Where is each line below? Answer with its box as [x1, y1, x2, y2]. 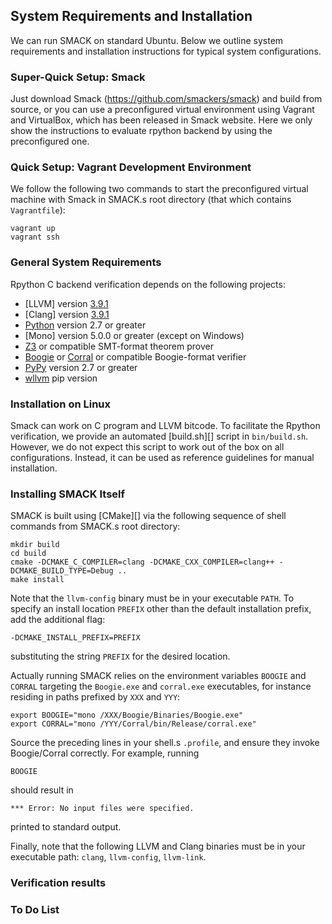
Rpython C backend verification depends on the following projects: [10, 278, 286, 290]
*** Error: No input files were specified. [10, 804, 195, 814]
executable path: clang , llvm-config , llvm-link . [10, 851, 207, 863]
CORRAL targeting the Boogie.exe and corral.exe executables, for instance [10, 680, 312, 693]
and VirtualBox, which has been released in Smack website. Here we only [10, 114, 313, 126]
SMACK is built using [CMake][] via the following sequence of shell [10, 510, 287, 522]
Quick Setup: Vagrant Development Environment [10, 160, 252, 174]
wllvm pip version [24, 372, 98, 384]
